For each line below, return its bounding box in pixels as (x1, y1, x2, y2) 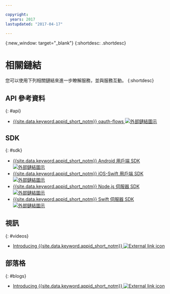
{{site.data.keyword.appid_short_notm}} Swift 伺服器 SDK (12, 196, 134, 202)
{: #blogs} (5, 272, 27, 279)
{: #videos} (5, 233, 29, 239)
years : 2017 (10, 16, 36, 22)
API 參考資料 (5, 94, 46, 102)
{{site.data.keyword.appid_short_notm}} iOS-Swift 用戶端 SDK (12, 170, 144, 177)
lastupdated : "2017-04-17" (5, 22, 63, 27)
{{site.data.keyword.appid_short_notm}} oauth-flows (12, 118, 124, 124)
